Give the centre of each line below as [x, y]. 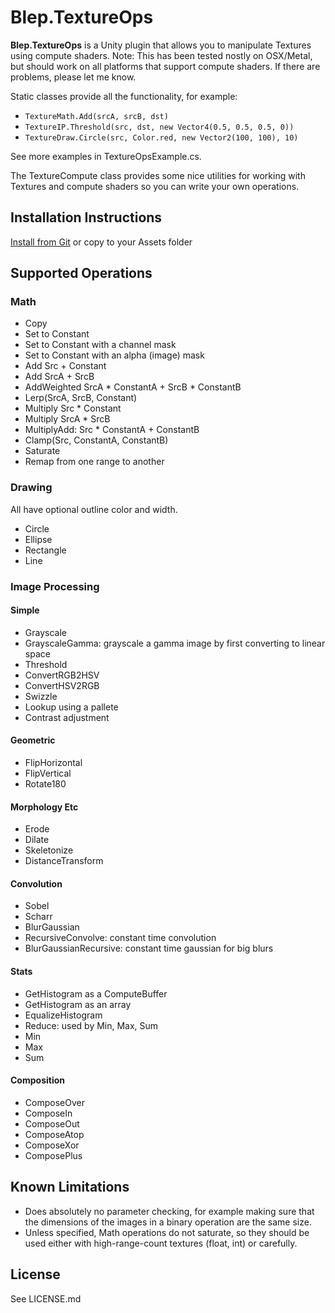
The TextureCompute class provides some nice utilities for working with [158, 175]
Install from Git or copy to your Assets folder [101, 242]
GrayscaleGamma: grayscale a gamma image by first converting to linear [175, 643]
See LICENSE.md [46, 1298]
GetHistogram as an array [78, 1004]
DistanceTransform [64, 861]
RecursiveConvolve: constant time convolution [120, 938]
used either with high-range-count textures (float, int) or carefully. [161, 1243]
